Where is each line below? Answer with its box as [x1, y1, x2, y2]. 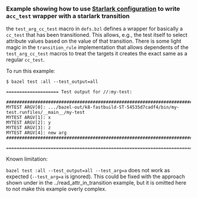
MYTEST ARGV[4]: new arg [6, 130, 67, 136]
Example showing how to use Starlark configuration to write [6, 5, 181, 13]
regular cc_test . [6, 56, 45, 63]
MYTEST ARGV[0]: [6, 105, 46, 110]
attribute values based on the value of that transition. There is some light [6, 37, 182, 45]
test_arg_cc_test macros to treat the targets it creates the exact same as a [6, 50, 188, 57]
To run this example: [6, 68, 56, 75]
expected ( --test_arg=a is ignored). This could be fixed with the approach [6, 173, 185, 180]
